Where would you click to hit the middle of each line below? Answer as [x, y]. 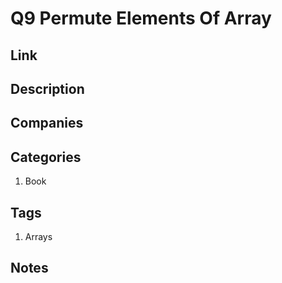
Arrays [38, 236]
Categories [46, 157]
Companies [47, 123]
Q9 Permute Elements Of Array [141, 18]
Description [47, 88]
